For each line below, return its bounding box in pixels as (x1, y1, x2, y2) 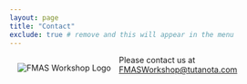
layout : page (9, 13, 59, 23)
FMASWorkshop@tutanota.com (118, 64, 238, 75)
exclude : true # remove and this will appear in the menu (9, 30, 234, 39)
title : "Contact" (9, 22, 76, 31)
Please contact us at (118, 55, 196, 66)
